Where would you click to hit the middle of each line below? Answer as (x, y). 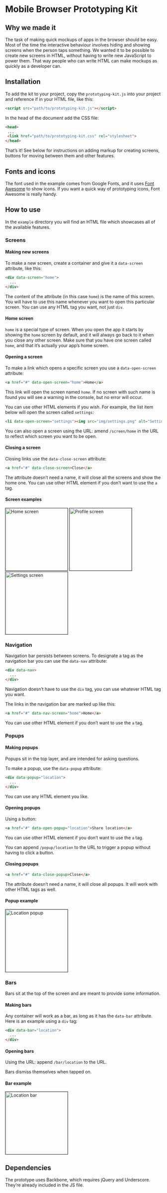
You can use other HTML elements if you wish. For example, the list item (79, 407)
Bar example (18, 1083)
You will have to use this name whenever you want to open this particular (80, 302)
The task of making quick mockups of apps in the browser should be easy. (82, 39)
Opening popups (23, 808)
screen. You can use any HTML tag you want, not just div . (65, 307)
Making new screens (27, 252)
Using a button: (21, 819)
